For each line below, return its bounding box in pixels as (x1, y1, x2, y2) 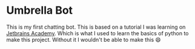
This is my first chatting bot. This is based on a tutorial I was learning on (6, 23, 186, 30)
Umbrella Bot (6, 4, 73, 17)
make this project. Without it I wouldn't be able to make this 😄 (6, 36, 162, 43)
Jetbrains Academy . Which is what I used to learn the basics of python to (6, 29, 189, 36)
